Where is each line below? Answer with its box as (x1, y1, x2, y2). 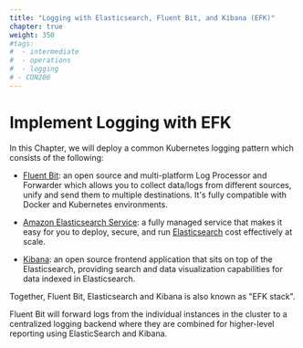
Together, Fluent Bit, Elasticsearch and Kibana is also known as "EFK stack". (9, 290, 296, 301)
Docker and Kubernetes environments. (22, 198, 169, 210)
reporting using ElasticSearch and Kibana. (9, 328, 168, 339)
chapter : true (9, 22, 64, 31)
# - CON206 (9, 73, 51, 82)
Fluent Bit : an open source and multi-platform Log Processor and (22, 170, 267, 181)
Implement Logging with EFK (9, 111, 232, 132)
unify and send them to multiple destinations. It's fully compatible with (22, 189, 287, 200)
